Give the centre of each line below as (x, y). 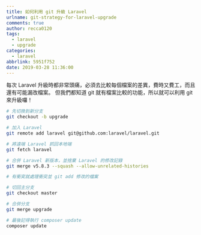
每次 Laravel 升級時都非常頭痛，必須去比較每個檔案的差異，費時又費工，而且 (101, 85)
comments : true (25, 23)
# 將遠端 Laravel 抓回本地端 (39, 144)
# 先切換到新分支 (25, 111)
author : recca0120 (29, 28)
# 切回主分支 (20, 188)
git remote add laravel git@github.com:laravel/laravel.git (83, 133)
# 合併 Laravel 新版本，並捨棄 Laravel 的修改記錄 (64, 160)
